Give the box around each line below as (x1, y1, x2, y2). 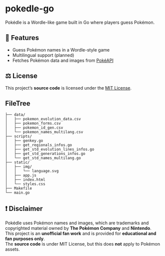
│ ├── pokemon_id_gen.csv (5, 125, 64, 130)
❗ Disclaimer (5, 204, 43, 213)
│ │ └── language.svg (5, 169, 59, 174)
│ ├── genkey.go (5, 138, 43, 144)
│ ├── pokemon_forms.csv (5, 121, 61, 126)
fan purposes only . (5, 236, 45, 242)
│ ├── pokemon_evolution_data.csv (5, 117, 81, 122)
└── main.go (5, 190, 30, 196)
